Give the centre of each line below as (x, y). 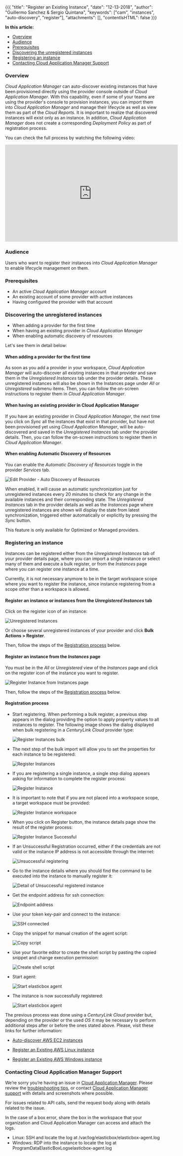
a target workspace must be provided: (51, 803)
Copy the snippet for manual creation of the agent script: (70, 933)
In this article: (19, 27)
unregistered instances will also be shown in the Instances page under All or (83, 384)
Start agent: (24, 977)
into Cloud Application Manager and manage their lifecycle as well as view (81, 107)
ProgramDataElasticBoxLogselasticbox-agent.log (62, 1148)
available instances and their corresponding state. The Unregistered (74, 499)
